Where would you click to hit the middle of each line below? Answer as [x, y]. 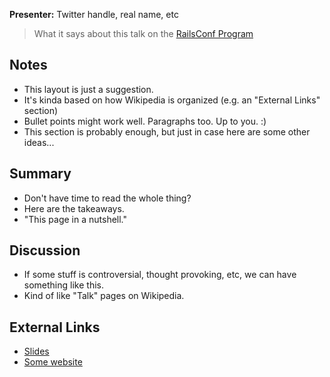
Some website [53, 362]
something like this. [63, 285]
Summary [40, 174]
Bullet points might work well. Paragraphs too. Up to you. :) [145, 121]
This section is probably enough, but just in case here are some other [167, 131]
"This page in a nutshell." [75, 219]
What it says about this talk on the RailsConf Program [143, 33]
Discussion [45, 250]
